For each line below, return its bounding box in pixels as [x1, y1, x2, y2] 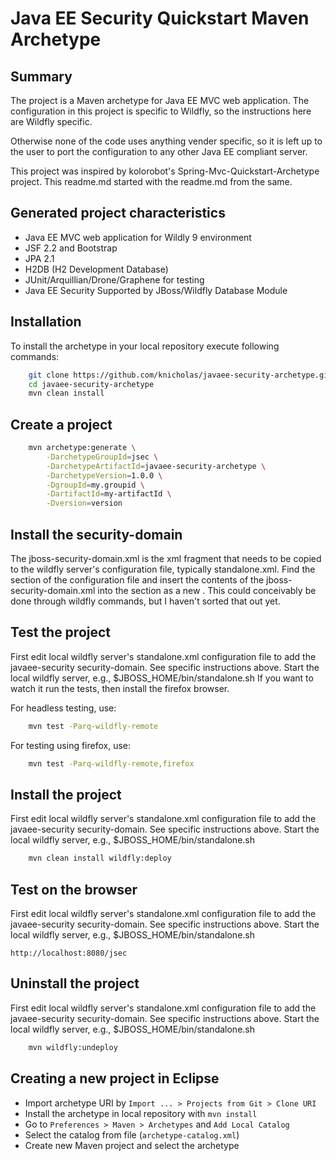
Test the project [10, 624, 112, 641]
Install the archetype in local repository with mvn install [24, 1107, 258, 1119]
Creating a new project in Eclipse [10, 1070, 220, 1087]
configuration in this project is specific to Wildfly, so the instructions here [10, 105, 312, 117]
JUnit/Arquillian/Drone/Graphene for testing [24, 273, 205, 286]
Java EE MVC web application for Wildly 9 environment [24, 231, 252, 243]
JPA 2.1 [24, 252, 55, 264]
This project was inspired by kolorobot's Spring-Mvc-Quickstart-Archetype [10, 165, 320, 177]
